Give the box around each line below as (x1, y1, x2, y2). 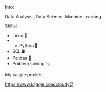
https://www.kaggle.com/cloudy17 (5, 81, 74, 87)
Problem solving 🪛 (12, 61, 50, 66)
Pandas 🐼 (12, 55, 32, 61)
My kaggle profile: (5, 72, 41, 77)
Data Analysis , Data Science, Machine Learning (5, 14, 101, 19)
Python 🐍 (19, 43, 38, 48)
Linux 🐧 (12, 33, 28, 38)
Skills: (5, 23, 17, 29)
